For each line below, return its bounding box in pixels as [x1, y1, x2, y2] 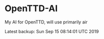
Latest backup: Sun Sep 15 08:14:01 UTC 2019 [4, 28, 99, 34]
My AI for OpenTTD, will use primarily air [4, 19, 88, 25]
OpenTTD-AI [4, 3, 58, 14]
